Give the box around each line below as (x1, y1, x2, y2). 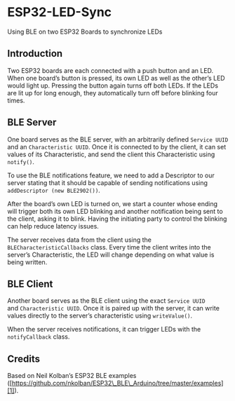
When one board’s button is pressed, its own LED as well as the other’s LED (7, 74, 226, 82)
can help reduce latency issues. (7, 222, 100, 230)
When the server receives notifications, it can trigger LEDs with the (7, 325, 201, 334)
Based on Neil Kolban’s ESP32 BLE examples (7, 372, 137, 380)
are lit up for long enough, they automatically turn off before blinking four (7, 88, 219, 97)
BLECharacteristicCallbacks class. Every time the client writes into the (7, 243, 212, 251)
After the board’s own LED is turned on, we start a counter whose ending (7, 199, 218, 208)
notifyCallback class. (7, 332, 70, 341)
